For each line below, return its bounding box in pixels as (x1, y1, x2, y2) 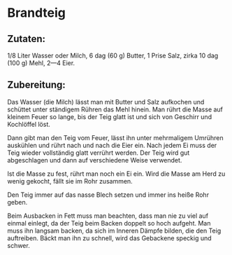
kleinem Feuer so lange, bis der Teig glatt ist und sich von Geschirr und (7, 112, 212, 120)
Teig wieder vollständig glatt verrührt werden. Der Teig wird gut (7, 149, 190, 157)
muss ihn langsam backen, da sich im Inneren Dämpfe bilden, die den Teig (7, 226, 222, 235)
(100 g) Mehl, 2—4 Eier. (7, 59, 75, 67)
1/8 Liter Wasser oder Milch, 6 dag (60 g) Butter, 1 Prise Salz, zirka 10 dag (7, 51, 219, 60)
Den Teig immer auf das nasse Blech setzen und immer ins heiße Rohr (7, 191, 210, 199)
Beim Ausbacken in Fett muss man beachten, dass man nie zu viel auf (7, 212, 208, 220)
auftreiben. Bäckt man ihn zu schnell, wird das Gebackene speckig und (7, 233, 212, 242)
